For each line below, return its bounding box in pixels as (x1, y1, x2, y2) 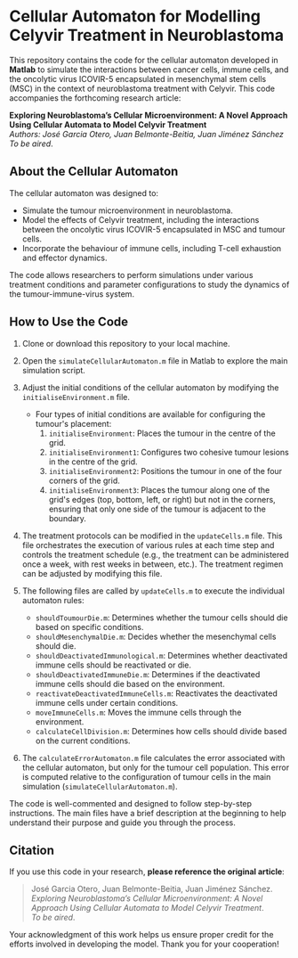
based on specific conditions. (35, 621, 144, 632)
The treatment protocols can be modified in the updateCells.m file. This (21, 530, 283, 541)
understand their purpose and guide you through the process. (9, 817, 236, 828)
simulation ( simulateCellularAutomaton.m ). (21, 781, 178, 791)
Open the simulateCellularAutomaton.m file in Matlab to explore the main (21, 355, 288, 366)
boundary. (48, 512, 87, 523)
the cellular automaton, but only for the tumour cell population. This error (21, 762, 290, 773)
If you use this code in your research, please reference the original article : (9, 866, 285, 877)
